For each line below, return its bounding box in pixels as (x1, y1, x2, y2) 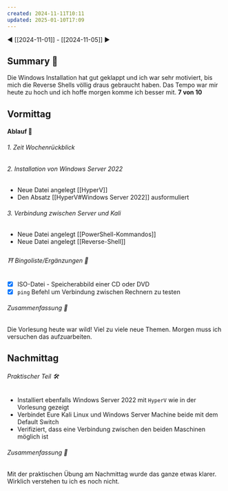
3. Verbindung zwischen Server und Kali (7, 209, 121, 217)
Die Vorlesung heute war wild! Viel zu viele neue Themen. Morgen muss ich (7, 325, 222, 333)
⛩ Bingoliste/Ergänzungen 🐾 (7, 256, 89, 264)
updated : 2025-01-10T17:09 (7, 17, 85, 23)
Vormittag (7, 108, 52, 120)
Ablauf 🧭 (7, 127, 32, 136)
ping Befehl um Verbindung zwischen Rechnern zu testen (17, 287, 180, 296)
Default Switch (17, 418, 59, 426)
